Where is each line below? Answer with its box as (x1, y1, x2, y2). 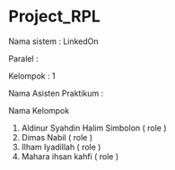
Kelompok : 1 (8, 70, 56, 81)
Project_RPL (8, 6, 101, 27)
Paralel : (8, 53, 39, 64)
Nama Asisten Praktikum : (8, 88, 104, 98)
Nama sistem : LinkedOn (8, 36, 100, 47)
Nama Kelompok (8, 105, 70, 115)
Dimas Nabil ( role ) (21, 132, 93, 142)
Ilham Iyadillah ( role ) (21, 141, 101, 152)
